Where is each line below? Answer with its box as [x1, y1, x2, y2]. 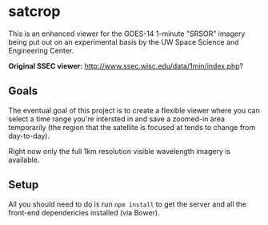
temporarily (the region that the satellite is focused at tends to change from [8, 122, 256, 132]
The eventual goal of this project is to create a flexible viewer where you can [8, 105, 260, 115]
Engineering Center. [8, 45, 74, 55]
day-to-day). [8, 131, 50, 140]
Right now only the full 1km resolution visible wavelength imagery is [8, 146, 230, 156]
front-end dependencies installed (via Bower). [8, 207, 160, 217]
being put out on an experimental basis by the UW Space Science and [8, 37, 239, 46]
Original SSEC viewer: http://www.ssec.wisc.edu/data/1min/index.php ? [8, 61, 244, 70]
